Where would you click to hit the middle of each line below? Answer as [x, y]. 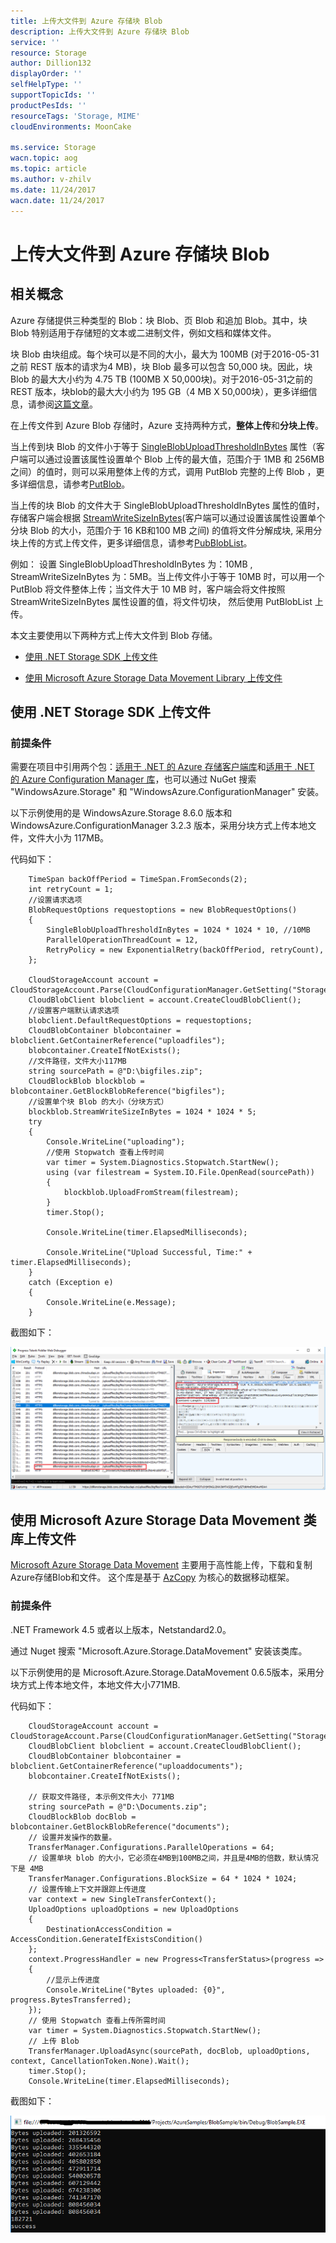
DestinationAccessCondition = [109, 1929]
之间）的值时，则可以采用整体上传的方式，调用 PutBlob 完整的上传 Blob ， [163, 471]
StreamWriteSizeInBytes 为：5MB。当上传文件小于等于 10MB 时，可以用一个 [167, 576]
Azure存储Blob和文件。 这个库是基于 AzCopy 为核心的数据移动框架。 [152, 1577]
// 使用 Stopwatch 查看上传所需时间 [97, 2020]
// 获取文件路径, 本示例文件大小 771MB [101, 1796]
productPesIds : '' [48, 105]
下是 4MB [27, 1868]
